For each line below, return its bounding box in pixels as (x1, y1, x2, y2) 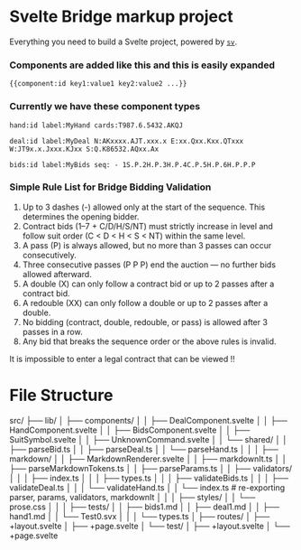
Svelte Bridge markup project (9, 6, 234, 27)
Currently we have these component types (9, 100, 201, 113)
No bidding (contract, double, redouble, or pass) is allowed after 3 (22, 316, 269, 327)
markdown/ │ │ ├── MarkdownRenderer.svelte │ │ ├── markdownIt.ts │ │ (9, 453, 287, 464)
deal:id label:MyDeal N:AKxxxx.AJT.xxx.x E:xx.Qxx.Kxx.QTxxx (9, 136, 244, 145)
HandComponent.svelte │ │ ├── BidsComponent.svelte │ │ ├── (9, 424, 251, 435)
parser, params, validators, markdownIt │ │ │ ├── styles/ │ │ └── (9, 491, 256, 502)
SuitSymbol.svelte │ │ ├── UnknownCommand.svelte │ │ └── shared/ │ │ (9, 433, 288, 444)
